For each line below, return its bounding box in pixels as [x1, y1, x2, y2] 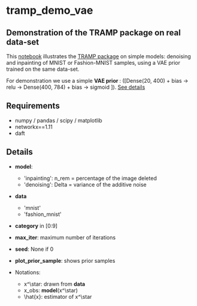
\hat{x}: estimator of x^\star [23, 293, 92, 300]
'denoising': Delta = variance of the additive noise [23, 181, 147, 188]
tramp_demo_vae [6, 4, 93, 17]
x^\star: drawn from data [23, 280, 86, 287]
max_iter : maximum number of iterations [14, 233, 116, 241]
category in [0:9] [14, 222, 58, 229]
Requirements [6, 101, 60, 111]
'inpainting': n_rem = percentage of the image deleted [23, 175, 157, 182]
